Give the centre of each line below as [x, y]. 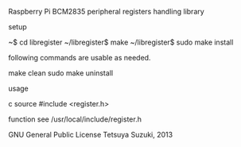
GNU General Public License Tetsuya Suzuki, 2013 [91, 135]
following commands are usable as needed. [80, 58]
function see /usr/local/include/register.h [75, 119]
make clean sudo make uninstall [61, 73]
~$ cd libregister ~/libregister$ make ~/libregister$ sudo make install [121, 42]
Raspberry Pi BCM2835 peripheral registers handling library [106, 12]
